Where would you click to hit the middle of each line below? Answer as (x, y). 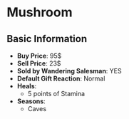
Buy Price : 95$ (39, 56)
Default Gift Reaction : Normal (61, 78)
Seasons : (31, 101)
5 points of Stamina (56, 94)
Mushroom (40, 12)
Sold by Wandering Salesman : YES (69, 71)
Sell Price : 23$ (39, 63)
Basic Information (47, 39)
